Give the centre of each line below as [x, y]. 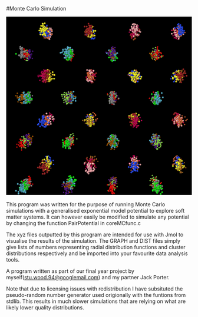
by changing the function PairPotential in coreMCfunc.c [74, 223]
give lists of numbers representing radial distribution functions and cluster [96, 247]
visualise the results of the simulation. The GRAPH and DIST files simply [93, 240]
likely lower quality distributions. [45, 307]
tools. [13, 259]
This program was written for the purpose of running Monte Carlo [86, 204]
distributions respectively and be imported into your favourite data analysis [97, 253]
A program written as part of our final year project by [70, 271]
